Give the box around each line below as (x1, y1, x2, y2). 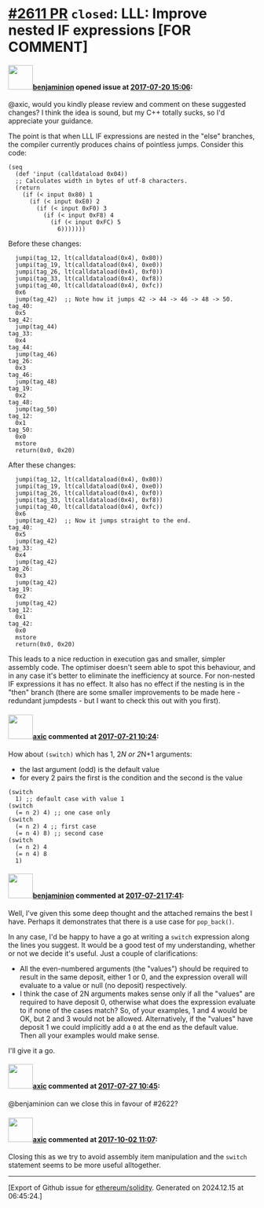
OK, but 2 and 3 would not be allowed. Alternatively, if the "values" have (19, 1014, 254, 1023)
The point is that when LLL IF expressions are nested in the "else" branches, (8, 131, 255, 141)
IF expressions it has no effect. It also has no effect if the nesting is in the (8, 679, 245, 689)
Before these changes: (8, 239, 82, 248)
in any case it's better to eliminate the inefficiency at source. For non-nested (8, 671, 255, 680)
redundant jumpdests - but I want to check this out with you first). (8, 696, 221, 705)
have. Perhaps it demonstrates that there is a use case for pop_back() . (8, 917, 235, 926)
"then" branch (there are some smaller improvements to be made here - (8, 688, 241, 697)
